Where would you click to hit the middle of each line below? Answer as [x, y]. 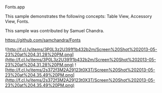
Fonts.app [15, 7]
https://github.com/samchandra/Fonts [43, 40]
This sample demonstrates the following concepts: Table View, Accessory [79, 16]
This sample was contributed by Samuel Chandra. [55, 31]
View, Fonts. [17, 21]
